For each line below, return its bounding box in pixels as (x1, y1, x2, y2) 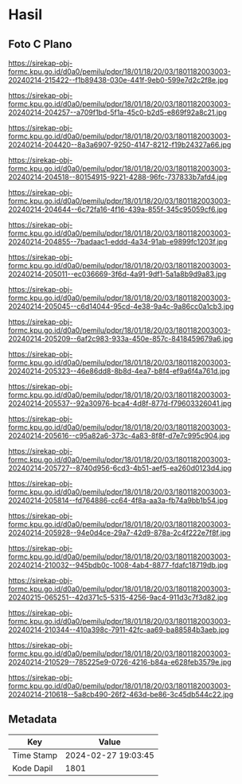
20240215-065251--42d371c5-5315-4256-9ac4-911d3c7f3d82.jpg (8, 593, 228, 602)
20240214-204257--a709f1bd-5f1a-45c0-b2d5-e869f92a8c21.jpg (8, 107, 227, 117)
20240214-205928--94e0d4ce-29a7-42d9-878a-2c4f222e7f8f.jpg (8, 528, 231, 537)
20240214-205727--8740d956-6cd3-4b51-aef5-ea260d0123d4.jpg (8, 463, 232, 473)
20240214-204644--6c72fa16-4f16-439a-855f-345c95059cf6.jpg (8, 205, 228, 214)
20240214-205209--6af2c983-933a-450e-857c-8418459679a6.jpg (8, 334, 233, 343)
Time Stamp (12, 750, 58, 761)
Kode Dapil (12, 763, 53, 774)
